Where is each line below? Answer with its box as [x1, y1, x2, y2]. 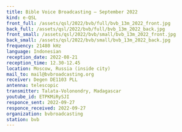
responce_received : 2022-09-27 [6, 105, 86, 111]
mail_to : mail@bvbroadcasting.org [6, 71, 95, 77]
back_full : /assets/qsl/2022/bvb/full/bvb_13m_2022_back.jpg [6, 26, 166, 32]
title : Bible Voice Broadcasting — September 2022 [6, 9, 138, 15]
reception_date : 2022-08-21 [6, 54, 78, 60]
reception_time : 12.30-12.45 [6, 60, 81, 66]
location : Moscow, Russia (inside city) [6, 65, 111, 72]
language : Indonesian [6, 49, 62, 55]
